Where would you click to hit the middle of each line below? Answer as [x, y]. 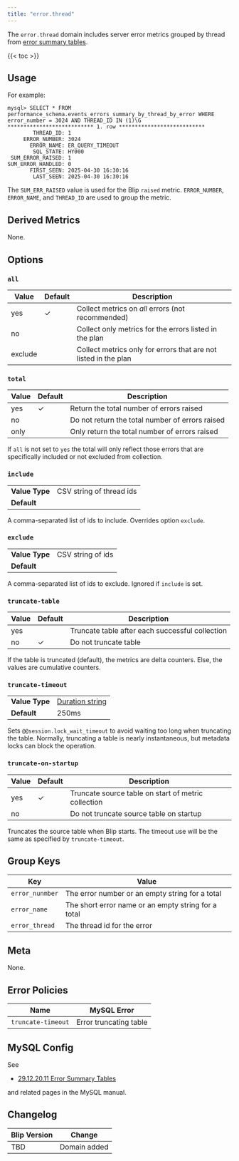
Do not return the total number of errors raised [148, 420]
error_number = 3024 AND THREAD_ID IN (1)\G [74, 121]
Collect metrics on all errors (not [131, 309]
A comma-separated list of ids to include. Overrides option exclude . [106, 520]
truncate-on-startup [43, 764]
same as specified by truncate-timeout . [66, 839]
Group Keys [34, 861]
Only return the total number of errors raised [144, 432]
